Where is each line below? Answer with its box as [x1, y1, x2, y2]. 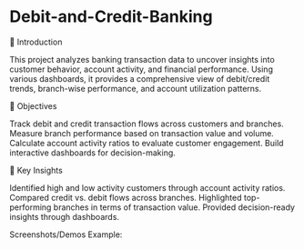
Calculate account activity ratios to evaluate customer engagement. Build [9, 137, 284, 148]
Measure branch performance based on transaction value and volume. [9, 127, 275, 138]
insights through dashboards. [9, 211, 120, 222]
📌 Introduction [9, 36, 63, 47]
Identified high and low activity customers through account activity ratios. [9, 182, 286, 193]
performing [9, 202, 52, 213]
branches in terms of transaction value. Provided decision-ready [53, 202, 296, 213]
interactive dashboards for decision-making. [9, 147, 176, 158]
